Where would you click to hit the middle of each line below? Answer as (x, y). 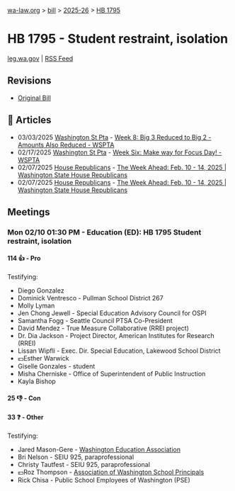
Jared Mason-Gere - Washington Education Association (99, 449)
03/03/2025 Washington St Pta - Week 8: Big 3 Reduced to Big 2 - (114, 137)
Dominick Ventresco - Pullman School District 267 (91, 298)
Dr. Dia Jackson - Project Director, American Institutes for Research (116, 336)
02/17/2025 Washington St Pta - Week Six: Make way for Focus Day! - (120, 152)
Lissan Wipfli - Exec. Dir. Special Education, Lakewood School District (119, 351)
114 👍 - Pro (24, 259)
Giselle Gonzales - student (56, 366)
